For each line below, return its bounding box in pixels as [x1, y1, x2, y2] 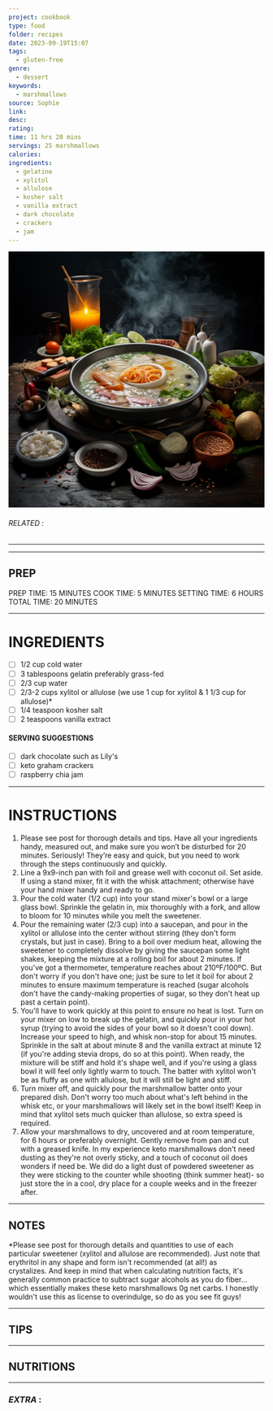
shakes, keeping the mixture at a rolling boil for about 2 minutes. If [19, 954, 242, 964]
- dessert [15, 73, 49, 81]
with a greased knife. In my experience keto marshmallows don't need [19, 1144, 256, 1154]
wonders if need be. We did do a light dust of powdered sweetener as [19, 1161, 254, 1171]
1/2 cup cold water [19, 659, 83, 670]
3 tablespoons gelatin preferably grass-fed [19, 669, 164, 679]
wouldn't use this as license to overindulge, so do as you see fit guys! [8, 1292, 241, 1301]
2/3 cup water [19, 678, 67, 688]
